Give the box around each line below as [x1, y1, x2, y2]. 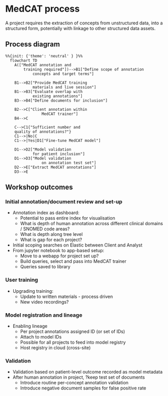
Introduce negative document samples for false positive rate [20, 385, 146, 391]
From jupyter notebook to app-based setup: [12, 248, 105, 254]
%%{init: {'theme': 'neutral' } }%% [5, 53, 83, 58]
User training [5, 277, 38, 284]
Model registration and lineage [5, 311, 83, 318]
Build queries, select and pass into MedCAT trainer [20, 258, 127, 264]
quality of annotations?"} [14, 129, 72, 134]
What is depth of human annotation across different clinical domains [20, 221, 163, 227]
